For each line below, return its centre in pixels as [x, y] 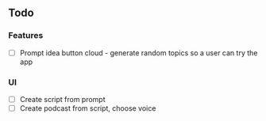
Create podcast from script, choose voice [88, 108]
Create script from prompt [62, 100]
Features [26, 36]
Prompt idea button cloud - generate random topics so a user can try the [139, 53]
